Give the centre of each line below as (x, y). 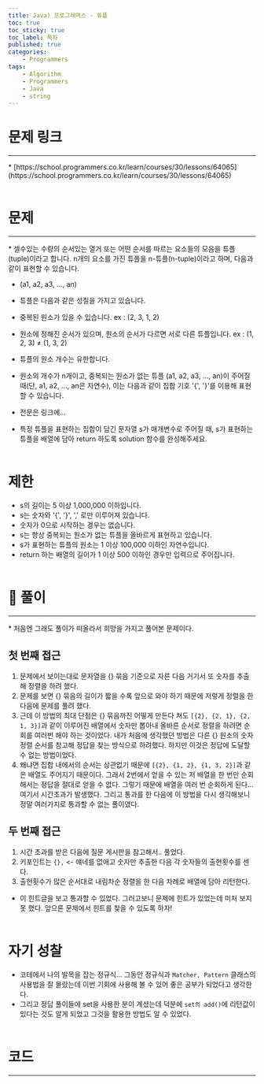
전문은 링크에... (43, 412)
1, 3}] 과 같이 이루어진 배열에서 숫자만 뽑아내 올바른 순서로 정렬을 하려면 (130, 725)
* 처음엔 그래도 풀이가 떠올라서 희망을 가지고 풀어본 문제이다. (101, 628)
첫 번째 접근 (35, 656)
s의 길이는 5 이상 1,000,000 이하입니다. (80, 506)
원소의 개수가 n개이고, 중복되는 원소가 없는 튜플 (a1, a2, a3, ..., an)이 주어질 (135, 376)
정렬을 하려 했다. (53, 685)
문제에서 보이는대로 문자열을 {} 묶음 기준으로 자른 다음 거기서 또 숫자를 (127, 676)
